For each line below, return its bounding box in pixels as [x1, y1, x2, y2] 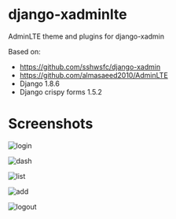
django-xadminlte [8, 6, 127, 24]
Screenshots [8, 115, 93, 133]
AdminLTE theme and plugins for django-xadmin [8, 32, 165, 41]
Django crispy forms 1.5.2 [19, 87, 102, 96]
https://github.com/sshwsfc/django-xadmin [19, 61, 161, 72]
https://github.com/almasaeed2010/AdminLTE [19, 70, 169, 80]
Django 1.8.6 [19, 79, 60, 88]
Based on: [8, 46, 41, 56]
